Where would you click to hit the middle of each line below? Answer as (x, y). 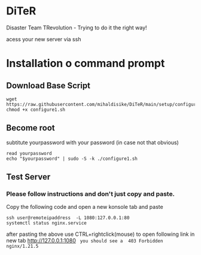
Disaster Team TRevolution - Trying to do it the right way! (77, 28)
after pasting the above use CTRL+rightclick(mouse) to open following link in (100, 234)
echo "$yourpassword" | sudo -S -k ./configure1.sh (72, 159)
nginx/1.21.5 (22, 247)
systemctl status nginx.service (46, 223)
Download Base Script (48, 85)
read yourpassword (29, 153)
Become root (31, 128)
